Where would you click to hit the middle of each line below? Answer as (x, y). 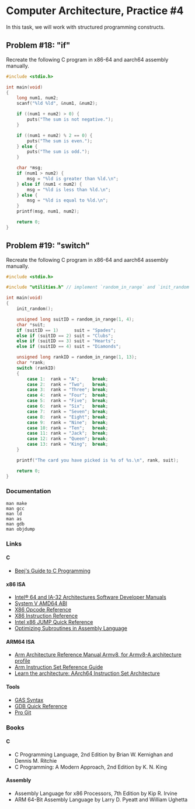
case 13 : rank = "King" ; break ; (68, 444)
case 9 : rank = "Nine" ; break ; (68, 422)
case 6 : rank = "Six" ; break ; (68, 406)
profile (22, 661)
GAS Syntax (29, 700)
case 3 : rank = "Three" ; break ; (68, 390)
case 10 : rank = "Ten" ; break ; (68, 428)
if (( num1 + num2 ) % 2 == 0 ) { (55, 135)
